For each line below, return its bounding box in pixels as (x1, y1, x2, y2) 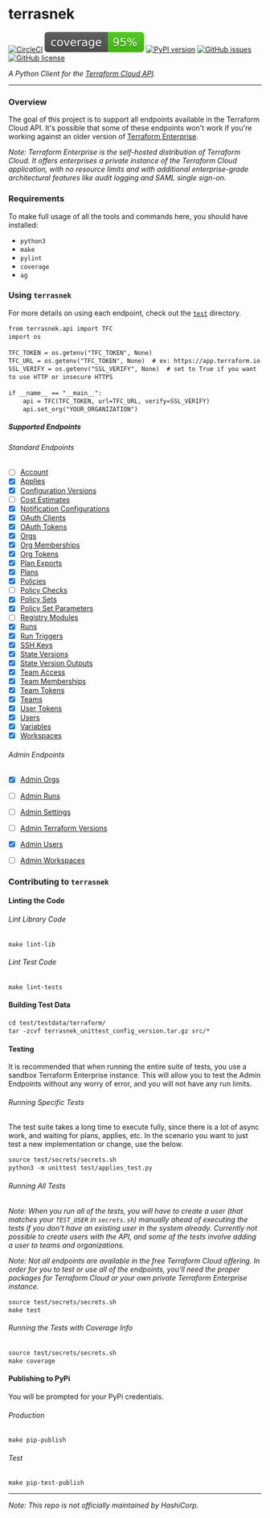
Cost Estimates (19, 494, 71, 504)
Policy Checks (19, 585, 68, 596)
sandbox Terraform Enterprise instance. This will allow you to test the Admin (8, 1070, 261, 1080)
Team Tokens (19, 685, 65, 695)
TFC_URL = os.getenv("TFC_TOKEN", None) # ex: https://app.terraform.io (8, 357, 261, 365)
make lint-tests (8, 983, 63, 991)
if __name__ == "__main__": (8, 389, 103, 397)
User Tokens (19, 703, 63, 713)
